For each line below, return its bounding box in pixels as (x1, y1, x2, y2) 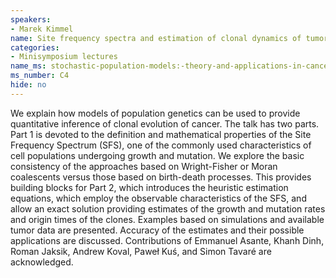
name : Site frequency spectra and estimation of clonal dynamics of (10, 33, 302, 43)
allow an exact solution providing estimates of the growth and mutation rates (10, 202, 326, 215)
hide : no (10, 80, 47, 90)
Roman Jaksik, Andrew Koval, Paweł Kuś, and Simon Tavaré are (10, 245, 272, 257)
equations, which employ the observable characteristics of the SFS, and (10, 192, 307, 204)
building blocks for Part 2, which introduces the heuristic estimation (10, 181, 289, 193)
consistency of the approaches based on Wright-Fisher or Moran (10, 160, 278, 172)
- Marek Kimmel (10, 24, 74, 34)
